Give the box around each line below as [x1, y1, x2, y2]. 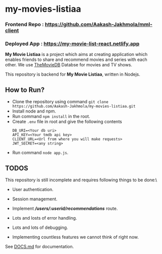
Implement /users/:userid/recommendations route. [12, 205, 118, 212]
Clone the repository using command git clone [12, 99, 109, 105]
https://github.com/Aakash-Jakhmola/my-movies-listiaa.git [12, 104, 136, 109]
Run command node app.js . [12, 150, 69, 156]
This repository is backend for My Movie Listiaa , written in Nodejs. [5, 71, 140, 77]
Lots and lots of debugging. [12, 225, 68, 230]
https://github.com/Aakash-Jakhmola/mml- [45, 21, 153, 28]
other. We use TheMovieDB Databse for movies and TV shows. [5, 62, 133, 68]
